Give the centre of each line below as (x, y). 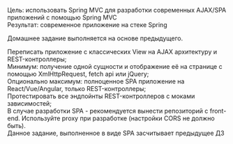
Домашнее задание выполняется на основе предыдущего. (95, 38)
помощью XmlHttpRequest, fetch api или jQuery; (78, 74)
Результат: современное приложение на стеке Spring (87, 25)
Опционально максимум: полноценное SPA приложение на (96, 81)
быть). (16, 126)
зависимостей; (30, 103)
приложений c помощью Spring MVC (62, 17)
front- (218, 111)
